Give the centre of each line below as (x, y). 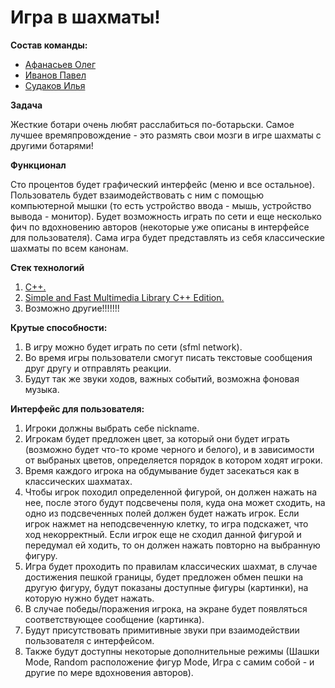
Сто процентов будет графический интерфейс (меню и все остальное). (162, 184)
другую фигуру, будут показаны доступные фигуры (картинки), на (166, 587)
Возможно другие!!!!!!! (72, 308)
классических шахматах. (78, 481)
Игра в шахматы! (85, 17)
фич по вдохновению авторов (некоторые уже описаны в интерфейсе (160, 227)
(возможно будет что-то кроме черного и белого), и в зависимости (169, 449)
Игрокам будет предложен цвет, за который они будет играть (157, 438)
